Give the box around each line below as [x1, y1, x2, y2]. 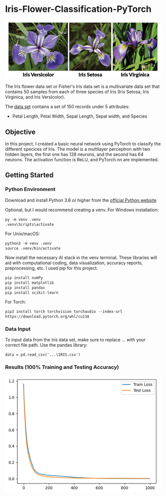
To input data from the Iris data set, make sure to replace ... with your [5, 337, 146, 343]
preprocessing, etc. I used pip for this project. [5, 265, 98, 271]
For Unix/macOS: [5, 231, 40, 237]
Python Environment [5, 186, 56, 193]
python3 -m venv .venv [5, 241, 52, 246]
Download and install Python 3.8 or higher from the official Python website [5, 197, 157, 203]
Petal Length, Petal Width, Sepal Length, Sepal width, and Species [12, 113, 147, 120]
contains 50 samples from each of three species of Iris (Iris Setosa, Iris [5, 89, 149, 95]
